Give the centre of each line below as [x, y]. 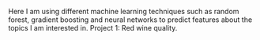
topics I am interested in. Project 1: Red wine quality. [93, 28]
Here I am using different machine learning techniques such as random [124, 11]
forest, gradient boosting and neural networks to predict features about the [130, 20]
